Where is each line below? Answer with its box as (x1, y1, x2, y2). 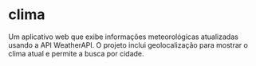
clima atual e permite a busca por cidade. (8, 49, 145, 58)
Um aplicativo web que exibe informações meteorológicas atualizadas (8, 32, 239, 41)
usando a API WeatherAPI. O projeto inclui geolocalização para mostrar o (8, 40, 249, 49)
